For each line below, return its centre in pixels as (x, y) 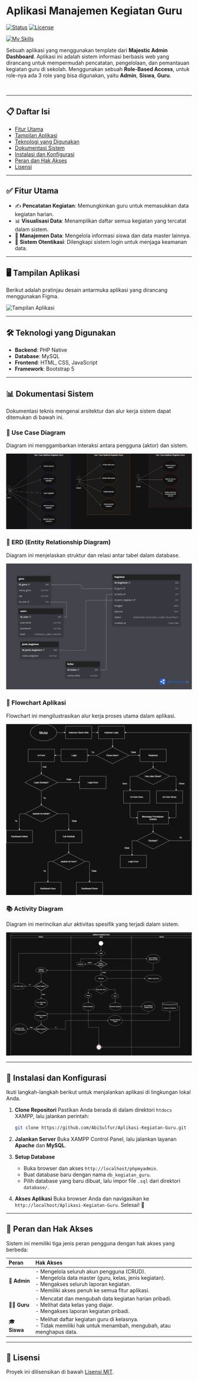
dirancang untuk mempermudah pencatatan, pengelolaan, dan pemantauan (98, 63)
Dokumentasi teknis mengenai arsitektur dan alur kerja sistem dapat (88, 411)
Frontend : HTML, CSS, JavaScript (56, 363)
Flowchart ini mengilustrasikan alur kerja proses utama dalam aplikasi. (91, 716)
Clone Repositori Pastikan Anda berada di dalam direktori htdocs (93, 1110)
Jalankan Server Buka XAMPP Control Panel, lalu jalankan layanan (95, 1139)
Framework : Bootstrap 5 (44, 369)
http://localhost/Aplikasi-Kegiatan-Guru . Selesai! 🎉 (80, 1205)
